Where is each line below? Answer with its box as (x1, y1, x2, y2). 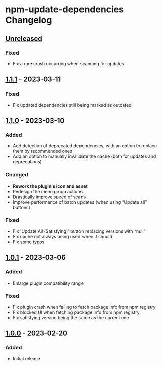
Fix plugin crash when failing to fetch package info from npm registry (12, 304, 156, 310)
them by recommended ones (12, 148, 73, 154)
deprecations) (12, 159, 42, 165)
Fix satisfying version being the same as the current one (12, 314, 129, 320)
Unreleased (5, 34, 43, 43)
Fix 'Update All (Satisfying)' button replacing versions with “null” (12, 228, 146, 234)
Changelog (5, 14, 52, 26)
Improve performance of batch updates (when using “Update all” (12, 199, 147, 205)
